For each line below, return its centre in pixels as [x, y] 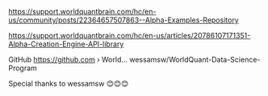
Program [23, 68]
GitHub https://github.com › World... [68, 60]
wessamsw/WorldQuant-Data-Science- [195, 60]
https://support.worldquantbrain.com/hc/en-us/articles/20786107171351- [130, 36]
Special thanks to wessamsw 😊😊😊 [69, 84]
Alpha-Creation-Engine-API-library [66, 44]
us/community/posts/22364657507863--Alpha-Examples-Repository [124, 20]
